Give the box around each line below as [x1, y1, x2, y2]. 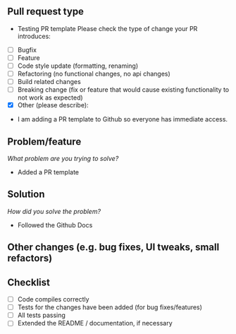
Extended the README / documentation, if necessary [17, 319, 173, 328]
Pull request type [7, 6, 85, 18]
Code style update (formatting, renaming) [17, 61, 139, 70]
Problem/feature [7, 136, 82, 148]
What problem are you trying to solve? [7, 155, 119, 163]
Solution [7, 189, 45, 201]
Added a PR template [17, 168, 80, 177]
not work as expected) [17, 93, 83, 102]
